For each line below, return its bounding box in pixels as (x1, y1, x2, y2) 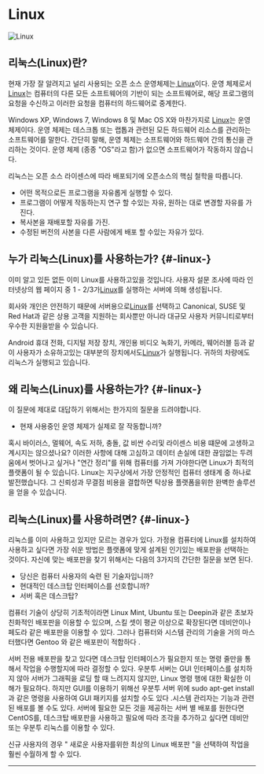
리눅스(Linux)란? (8, 57, 88, 70)
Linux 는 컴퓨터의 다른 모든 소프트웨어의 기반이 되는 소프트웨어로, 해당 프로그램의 (8, 88, 255, 98)
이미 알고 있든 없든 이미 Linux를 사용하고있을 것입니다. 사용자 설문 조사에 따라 (8, 275, 246, 284)
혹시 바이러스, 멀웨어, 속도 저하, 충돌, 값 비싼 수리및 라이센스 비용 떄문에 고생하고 (8, 438, 255, 448)
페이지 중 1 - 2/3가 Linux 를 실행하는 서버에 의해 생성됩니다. (43, 285, 222, 294)
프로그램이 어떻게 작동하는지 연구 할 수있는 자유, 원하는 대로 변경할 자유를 (19, 197, 244, 207)
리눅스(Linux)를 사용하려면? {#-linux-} (8, 513, 190, 526)
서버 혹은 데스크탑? (19, 592, 79, 601)
